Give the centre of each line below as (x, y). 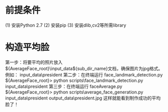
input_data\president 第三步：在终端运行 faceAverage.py (64, 86)
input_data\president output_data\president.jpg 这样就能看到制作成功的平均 (83, 98)
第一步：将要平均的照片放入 (34, 62)
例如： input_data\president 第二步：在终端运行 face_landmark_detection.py (84, 75)
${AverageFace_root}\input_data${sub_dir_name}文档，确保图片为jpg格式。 (84, 68)
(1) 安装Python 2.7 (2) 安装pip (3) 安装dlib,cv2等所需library (66, 25)
